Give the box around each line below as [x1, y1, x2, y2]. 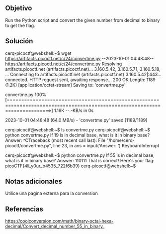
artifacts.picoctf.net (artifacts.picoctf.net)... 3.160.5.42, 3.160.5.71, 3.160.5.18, [5, 66, 161, 72]
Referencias [5, 205, 44, 213]
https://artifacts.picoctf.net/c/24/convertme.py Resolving [5, 61, 122, 67]
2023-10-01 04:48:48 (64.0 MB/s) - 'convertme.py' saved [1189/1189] [5, 117, 148, 123]
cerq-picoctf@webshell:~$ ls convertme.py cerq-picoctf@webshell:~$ [5, 126, 151, 132]
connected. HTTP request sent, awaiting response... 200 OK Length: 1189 [5, 77, 156, 83]
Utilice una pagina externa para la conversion [5, 190, 98, 196]
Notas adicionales [5, 177, 62, 186]
